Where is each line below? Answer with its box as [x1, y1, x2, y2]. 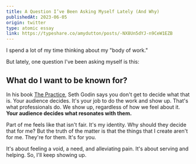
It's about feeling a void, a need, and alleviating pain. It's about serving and [6, 145, 189, 152]
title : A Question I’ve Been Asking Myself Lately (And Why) [6, 8, 160, 15]
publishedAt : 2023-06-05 [6, 14, 67, 20]
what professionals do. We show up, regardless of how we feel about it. [6, 103, 180, 110]
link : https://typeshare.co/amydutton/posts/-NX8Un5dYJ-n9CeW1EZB [6, 31, 173, 37]
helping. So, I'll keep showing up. [6, 151, 87, 158]
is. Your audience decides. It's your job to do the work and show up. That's [6, 97, 189, 104]
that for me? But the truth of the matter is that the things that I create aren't [6, 127, 188, 135]
